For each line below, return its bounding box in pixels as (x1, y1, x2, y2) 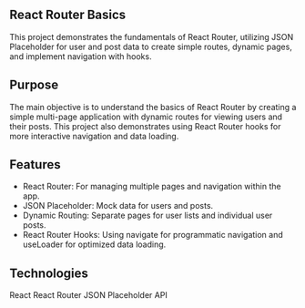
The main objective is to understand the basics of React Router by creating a (9, 101, 297, 112)
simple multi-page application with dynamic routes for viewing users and (9, 111, 283, 122)
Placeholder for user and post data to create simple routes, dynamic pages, (9, 41, 293, 52)
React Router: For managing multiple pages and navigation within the (22, 181, 281, 192)
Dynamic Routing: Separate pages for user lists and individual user (22, 210, 273, 221)
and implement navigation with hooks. (9, 50, 152, 62)
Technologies (9, 265, 89, 281)
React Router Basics (9, 7, 127, 23)
